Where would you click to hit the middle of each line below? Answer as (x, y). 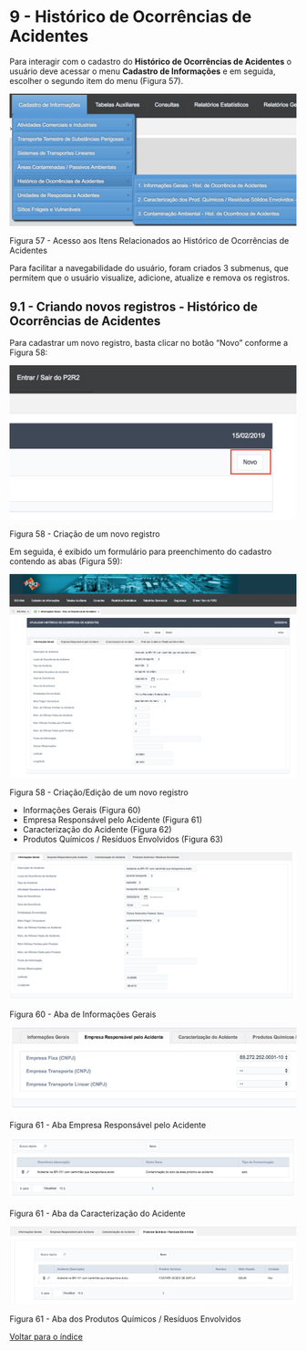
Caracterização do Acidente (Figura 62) (97, 829)
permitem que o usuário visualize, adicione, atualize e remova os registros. (150, 278)
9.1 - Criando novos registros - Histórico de (133, 306)
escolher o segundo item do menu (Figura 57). (97, 80)
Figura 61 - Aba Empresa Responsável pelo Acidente (108, 1126)
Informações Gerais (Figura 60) (82, 810)
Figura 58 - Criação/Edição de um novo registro (99, 792)
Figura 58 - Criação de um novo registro (85, 534)
